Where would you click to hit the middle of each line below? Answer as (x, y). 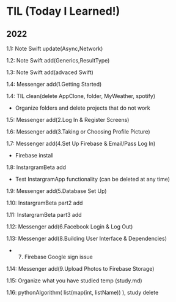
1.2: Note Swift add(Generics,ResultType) (58, 60)
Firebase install (34, 155)
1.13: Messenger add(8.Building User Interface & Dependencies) (86, 238)
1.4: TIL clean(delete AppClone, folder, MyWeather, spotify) (81, 96)
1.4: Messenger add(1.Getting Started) (54, 84)
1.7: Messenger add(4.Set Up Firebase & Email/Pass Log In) (81, 143)
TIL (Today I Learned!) (63, 11)
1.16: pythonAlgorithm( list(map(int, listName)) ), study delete (82, 293)
